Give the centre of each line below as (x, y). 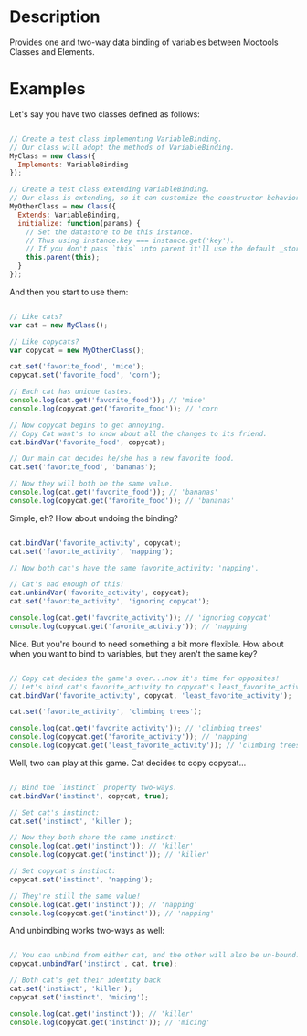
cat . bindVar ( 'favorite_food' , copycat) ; (88, 442)
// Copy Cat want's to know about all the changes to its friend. (138, 433)
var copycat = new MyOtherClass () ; (77, 350)
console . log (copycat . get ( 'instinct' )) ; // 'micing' (110, 1022)
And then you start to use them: (69, 292)
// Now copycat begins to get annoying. (88, 425)
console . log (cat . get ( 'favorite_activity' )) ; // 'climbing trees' (136, 729)
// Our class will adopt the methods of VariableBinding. (122, 147)
